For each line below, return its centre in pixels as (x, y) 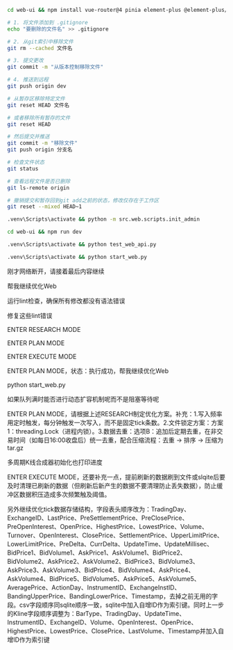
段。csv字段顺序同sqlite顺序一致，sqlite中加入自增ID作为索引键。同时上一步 (115, 605)
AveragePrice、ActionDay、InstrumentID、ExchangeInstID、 (94, 587)
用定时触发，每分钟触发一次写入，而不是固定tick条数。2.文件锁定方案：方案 (115, 422)
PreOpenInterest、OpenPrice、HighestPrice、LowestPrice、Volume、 (107, 526)
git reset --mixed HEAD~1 (44, 207)
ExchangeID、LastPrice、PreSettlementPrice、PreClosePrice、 (98, 518)
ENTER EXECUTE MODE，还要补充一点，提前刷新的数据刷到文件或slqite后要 (116, 477)
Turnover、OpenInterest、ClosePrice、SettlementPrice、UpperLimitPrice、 (115, 535)
